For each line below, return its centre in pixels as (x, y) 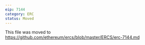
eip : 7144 (15, 9)
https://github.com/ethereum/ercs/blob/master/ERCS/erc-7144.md (72, 37)
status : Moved (20, 18)
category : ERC (20, 14)
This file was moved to (28, 32)
